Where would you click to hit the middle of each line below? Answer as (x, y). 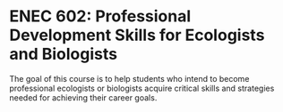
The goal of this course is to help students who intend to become (129, 78)
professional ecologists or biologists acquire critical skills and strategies (142, 88)
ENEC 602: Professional (100, 16)
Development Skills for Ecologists (137, 35)
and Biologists (64, 54)
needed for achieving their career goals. (83, 97)
